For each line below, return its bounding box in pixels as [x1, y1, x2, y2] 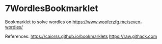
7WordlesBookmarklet [5, 3, 98, 14]
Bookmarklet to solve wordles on [5, 19, 72, 25]
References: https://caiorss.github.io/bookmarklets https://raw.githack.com [5, 33, 157, 39]
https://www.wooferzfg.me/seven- [72, 19, 142, 25]
